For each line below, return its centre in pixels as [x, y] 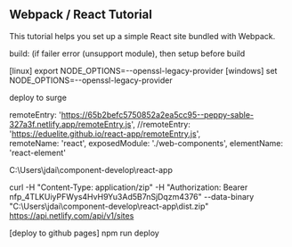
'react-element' [38, 152]
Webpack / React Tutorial [81, 15]
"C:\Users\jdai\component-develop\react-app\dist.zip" [109, 206]
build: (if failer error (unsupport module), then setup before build [127, 54]
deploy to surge [38, 97]
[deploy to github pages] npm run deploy [85, 233]
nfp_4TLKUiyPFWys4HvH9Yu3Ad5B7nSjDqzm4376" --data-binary [132, 196]
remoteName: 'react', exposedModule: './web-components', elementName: [146, 143]
